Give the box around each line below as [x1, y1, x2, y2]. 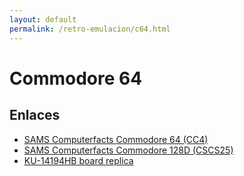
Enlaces [9, 107, 61, 124]
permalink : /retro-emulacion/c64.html [9, 24, 171, 34]
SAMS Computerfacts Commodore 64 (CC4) [23, 133, 209, 145]
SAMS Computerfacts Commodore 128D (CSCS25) [23, 144, 234, 156]
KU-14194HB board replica [23, 154, 134, 166]
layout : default [9, 14, 77, 25]
